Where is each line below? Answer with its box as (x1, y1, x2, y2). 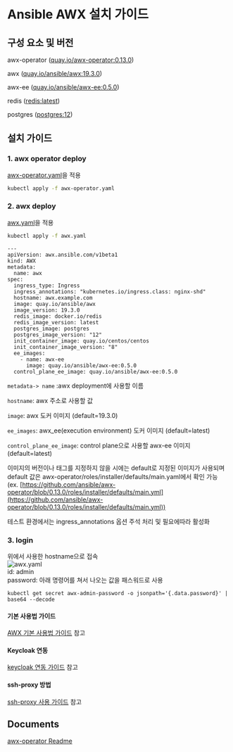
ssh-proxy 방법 (7, 680, 51, 689)
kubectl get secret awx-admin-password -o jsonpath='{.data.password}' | (7, 590, 229, 597)
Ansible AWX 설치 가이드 (7, 6, 149, 23)
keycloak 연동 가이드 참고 (7, 663, 79, 672)
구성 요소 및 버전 (7, 37, 74, 49)
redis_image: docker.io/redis (13, 312, 102, 320)
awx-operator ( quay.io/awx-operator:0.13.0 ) (7, 56, 134, 64)
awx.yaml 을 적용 (7, 218, 54, 227)
